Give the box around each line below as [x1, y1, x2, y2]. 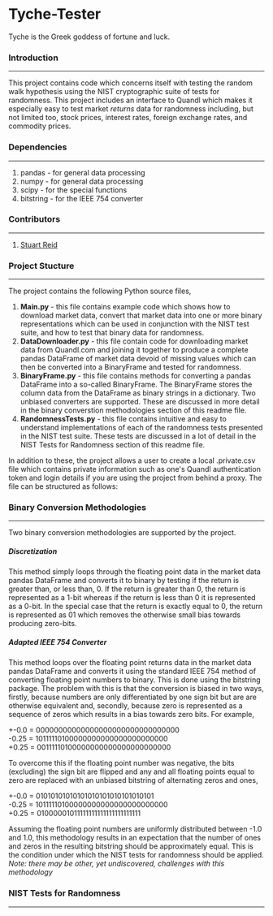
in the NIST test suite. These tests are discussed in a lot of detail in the [19, 431, 257, 441]
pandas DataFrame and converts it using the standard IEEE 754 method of [8, 667, 257, 676]
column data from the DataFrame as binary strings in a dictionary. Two [19, 388, 256, 398]
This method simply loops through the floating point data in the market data [8, 567, 262, 577]
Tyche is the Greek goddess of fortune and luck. [8, 32, 171, 41]
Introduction [8, 52, 58, 63]
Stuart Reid [19, 240, 58, 249]
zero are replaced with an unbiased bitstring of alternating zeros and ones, [8, 776, 258, 785]
